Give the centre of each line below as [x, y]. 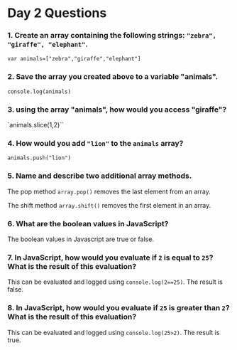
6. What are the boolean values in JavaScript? [88, 223]
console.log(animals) [39, 91]
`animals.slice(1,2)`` [35, 125]
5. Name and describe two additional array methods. [100, 176]
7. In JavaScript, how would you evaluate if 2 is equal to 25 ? [110, 258]
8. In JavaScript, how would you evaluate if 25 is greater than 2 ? [118, 308]
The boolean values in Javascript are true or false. [81, 239]
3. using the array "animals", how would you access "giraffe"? [117, 110]
